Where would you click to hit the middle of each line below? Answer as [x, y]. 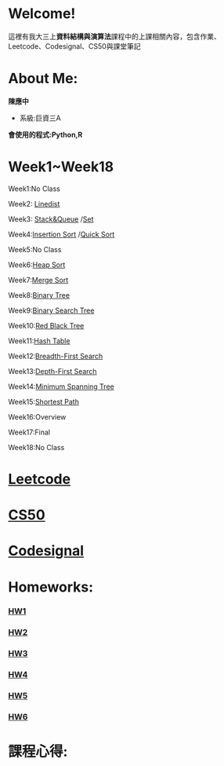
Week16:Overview [37, 416]
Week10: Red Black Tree [46, 325]
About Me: [43, 79]
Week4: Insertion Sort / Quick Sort [61, 234]
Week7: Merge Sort [38, 280]
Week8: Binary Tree [39, 295]
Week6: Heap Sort [37, 265]
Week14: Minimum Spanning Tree [61, 387]
